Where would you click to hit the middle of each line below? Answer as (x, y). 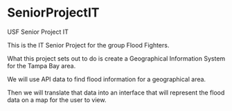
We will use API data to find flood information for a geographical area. (107, 79)
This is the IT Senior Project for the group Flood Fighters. (88, 45)
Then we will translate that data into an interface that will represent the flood (116, 92)
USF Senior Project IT (38, 32)
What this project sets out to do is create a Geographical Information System (116, 58)
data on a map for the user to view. (57, 100)
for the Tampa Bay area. (42, 65)
